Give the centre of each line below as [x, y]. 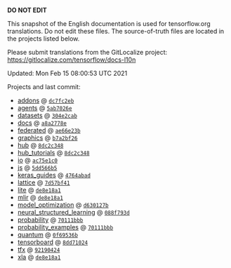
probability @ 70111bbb [50, 220]
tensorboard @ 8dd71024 [53, 242]
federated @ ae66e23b [49, 130]
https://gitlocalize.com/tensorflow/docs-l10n [72, 60]
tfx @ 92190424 [39, 249]
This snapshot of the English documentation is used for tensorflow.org [109, 24]
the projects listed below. [44, 39]
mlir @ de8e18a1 [40, 197]
